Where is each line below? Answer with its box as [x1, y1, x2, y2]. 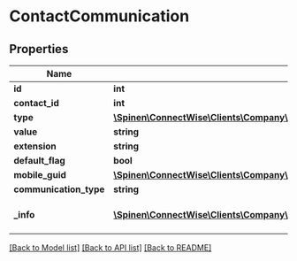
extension [13, 140, 57, 152]
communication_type [13, 183, 105, 196]
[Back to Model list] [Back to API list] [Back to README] [9, 242, 212, 253]
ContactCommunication [9, 6, 190, 27]
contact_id [13, 97, 59, 109]
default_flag [13, 155, 66, 166]
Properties [9, 42, 69, 57]
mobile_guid [13, 169, 66, 180]
